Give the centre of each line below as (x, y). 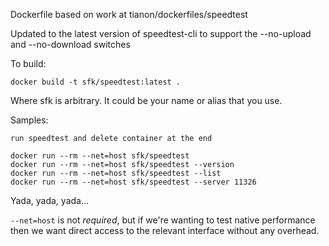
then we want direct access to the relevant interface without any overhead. (165, 230)
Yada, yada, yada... (50, 200)
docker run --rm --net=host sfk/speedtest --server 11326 (133, 182)
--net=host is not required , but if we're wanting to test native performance (163, 220)
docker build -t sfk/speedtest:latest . (96, 82)
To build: (28, 63)
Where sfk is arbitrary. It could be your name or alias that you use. (146, 100)
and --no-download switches (70, 44)
